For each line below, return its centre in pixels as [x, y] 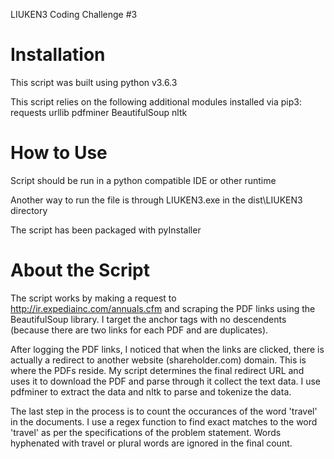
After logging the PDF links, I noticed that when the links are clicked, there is [167, 349]
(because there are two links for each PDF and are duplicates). [139, 330]
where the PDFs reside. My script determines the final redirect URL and [157, 370]
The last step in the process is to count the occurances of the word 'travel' [164, 411]
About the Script [80, 270]
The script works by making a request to [93, 298]
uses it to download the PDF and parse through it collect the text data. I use [166, 381]
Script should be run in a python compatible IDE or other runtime [143, 180]
